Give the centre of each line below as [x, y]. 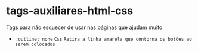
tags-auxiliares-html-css [70, 11]
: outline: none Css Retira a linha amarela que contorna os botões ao [103, 38]
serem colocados [35, 44]
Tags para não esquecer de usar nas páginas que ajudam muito [84, 27]
